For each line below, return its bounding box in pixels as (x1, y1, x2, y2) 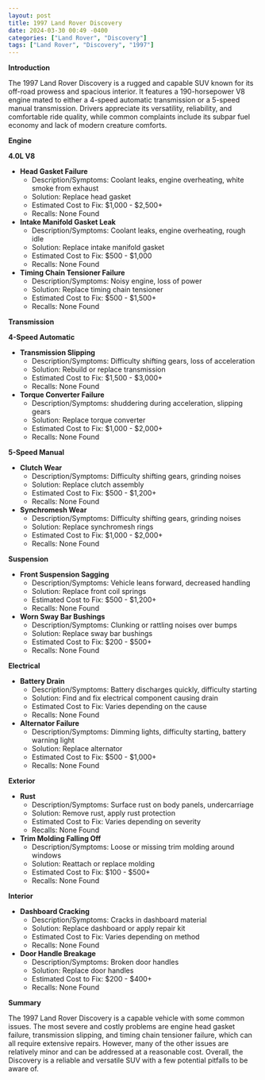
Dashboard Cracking (19, 907, 90, 916)
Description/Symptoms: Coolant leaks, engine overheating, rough (31, 226, 246, 235)
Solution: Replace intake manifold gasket (31, 243, 165, 253)
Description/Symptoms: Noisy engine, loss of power (31, 276, 202, 286)
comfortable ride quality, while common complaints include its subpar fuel (8, 112, 251, 121)
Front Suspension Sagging (19, 569, 109, 580)
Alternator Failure (19, 719, 79, 728)
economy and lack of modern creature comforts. (8, 121, 167, 130)
